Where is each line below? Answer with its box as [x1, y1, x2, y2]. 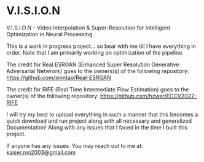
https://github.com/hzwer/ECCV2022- [100, 92, 197, 99]
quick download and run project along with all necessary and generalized [6, 117, 192, 125]
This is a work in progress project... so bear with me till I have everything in [6, 42, 197, 50]
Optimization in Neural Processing [6, 30, 93, 37]
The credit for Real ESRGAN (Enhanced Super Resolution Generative [6, 61, 179, 68]
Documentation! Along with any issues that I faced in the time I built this [6, 123, 188, 131]
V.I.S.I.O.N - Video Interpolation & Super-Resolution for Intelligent [6, 24, 171, 31]
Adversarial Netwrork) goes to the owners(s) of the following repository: [6, 67, 189, 74]
